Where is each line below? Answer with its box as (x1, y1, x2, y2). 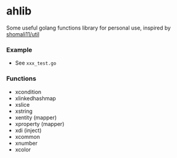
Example (6, 45, 33, 54)
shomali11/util (6, 30, 40, 37)
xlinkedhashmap (14, 95, 56, 102)
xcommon (14, 133, 40, 140)
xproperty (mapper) (14, 120, 65, 127)
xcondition (14, 88, 42, 95)
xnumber (14, 139, 38, 147)
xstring (14, 107, 33, 115)
